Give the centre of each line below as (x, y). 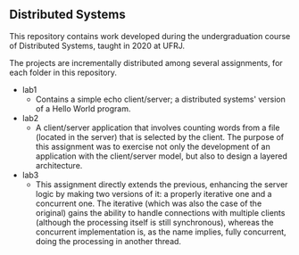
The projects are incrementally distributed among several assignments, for (146, 62)
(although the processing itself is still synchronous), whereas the (154, 222)
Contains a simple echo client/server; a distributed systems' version (160, 99)
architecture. (59, 165)
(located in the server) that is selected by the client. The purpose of (160, 136)
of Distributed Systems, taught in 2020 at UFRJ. (97, 45)
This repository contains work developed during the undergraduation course (150, 36)
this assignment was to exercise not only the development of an (153, 146)
